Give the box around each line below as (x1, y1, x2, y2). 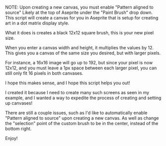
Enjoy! (5, 136, 18, 141)
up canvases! (5, 100, 33, 106)
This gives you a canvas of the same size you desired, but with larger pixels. (5, 50, 161, 56)
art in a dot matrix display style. (5, 20, 69, 26)
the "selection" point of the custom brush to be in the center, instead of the (5, 121, 159, 126)
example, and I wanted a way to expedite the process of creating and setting (5, 95, 162, 101)
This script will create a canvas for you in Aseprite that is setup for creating (5, 15, 159, 20)
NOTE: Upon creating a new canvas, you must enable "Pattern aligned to (5, 4, 154, 10)
